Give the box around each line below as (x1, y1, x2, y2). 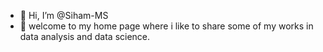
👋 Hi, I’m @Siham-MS (19, 10, 109, 21)
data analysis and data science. (19, 31, 151, 42)
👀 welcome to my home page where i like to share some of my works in (19, 20, 314, 32)
